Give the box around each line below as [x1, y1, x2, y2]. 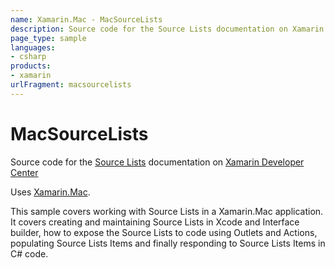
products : [10, 61, 52, 71]
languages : [10, 42, 56, 53]
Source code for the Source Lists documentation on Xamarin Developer [10, 156, 305, 168]
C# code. [10, 247, 49, 260]
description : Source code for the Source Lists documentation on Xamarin [10, 24, 325, 34]
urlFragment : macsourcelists [10, 80, 132, 90]
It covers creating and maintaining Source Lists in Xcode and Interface [10, 216, 300, 228]
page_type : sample [10, 33, 87, 43]
